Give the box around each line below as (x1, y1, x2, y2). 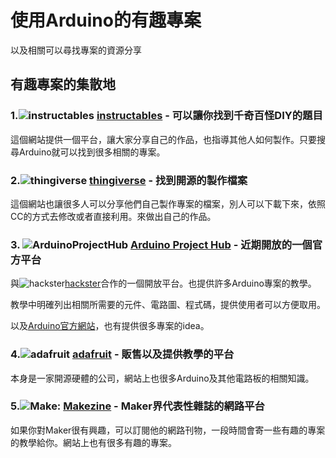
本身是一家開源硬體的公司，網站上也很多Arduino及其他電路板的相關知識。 (10, 372, 315, 384)
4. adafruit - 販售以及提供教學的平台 (10, 347, 235, 361)
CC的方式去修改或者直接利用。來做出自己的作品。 (10, 210, 217, 222)
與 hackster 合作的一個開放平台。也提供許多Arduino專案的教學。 (10, 277, 317, 290)
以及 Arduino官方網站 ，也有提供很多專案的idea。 (10, 320, 210, 332)
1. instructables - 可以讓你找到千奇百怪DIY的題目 (10, 109, 323, 123)
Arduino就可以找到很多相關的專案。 (18, 146, 166, 158)
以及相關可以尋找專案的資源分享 (10, 44, 142, 56)
